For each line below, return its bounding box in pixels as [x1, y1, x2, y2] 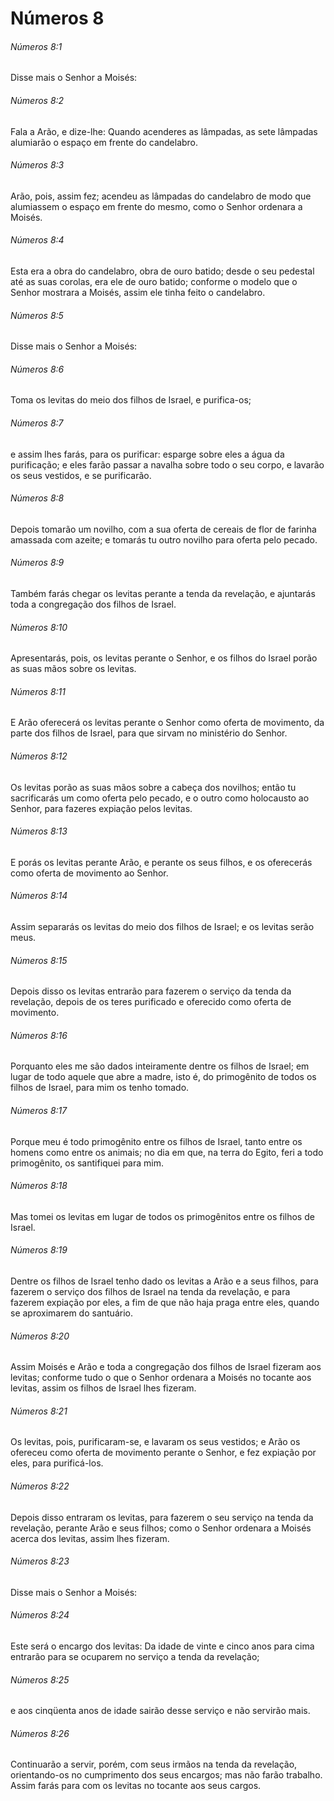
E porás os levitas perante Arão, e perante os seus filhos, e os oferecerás [10, 856, 313, 868]
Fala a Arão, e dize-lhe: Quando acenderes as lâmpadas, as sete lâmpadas [10, 125, 318, 137]
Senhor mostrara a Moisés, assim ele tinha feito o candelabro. [10, 287, 266, 298]
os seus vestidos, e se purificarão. [10, 469, 152, 481]
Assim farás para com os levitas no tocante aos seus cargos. [10, 1780, 262, 1792]
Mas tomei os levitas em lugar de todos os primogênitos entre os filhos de [10, 1210, 315, 1222]
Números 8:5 [10, 309, 64, 321]
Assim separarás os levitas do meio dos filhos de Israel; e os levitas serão [10, 921, 315, 933]
